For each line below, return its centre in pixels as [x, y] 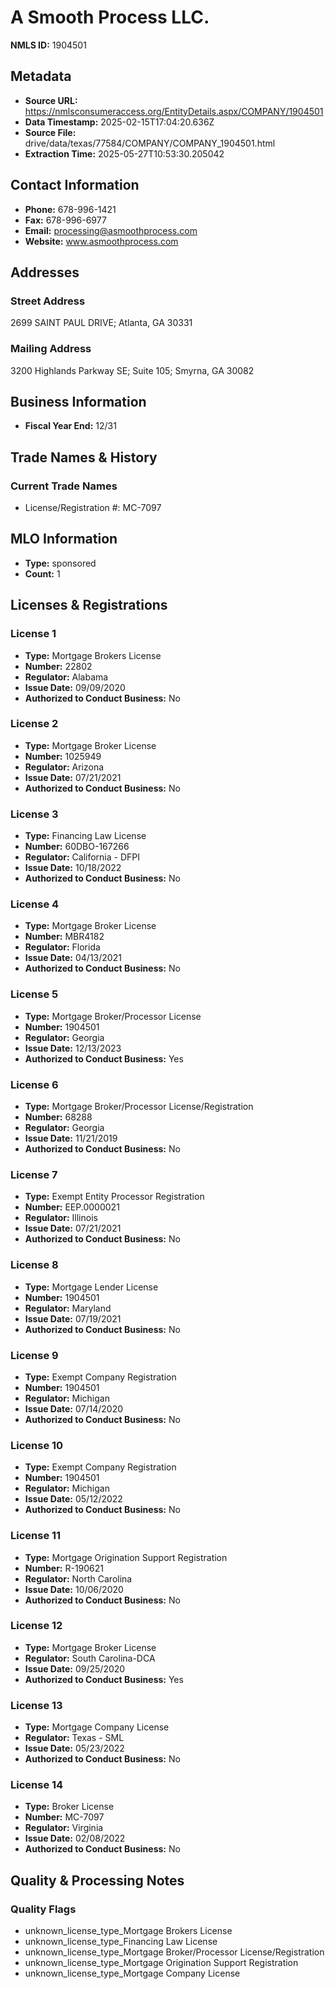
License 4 [35, 904]
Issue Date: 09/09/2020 [75, 687]
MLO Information [64, 539]
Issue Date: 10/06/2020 [74, 1589]
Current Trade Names [64, 486]
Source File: [50, 132]
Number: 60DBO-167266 [77, 847]
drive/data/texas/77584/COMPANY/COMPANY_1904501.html [150, 143]
